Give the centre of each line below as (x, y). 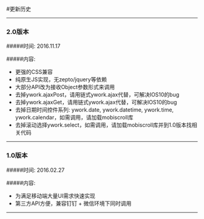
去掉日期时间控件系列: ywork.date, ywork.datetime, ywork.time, (94, 110)
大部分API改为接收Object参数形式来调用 (65, 87)
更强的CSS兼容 (34, 72)
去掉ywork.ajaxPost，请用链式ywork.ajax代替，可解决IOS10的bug (97, 95)
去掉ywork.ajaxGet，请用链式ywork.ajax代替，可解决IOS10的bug (96, 103)
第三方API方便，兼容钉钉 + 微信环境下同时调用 (73, 203)
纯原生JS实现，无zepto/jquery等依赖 (61, 79)
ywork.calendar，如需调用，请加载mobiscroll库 (74, 118)
